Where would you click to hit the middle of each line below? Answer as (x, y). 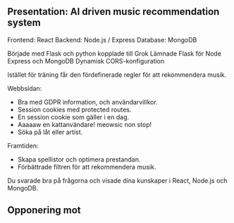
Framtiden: (23, 145)
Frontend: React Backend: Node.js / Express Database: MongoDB (102, 40)
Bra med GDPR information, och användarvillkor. (88, 102)
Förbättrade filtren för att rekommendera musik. (87, 167)
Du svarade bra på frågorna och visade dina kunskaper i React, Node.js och (117, 180)
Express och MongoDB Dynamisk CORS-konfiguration (86, 61)
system (24, 23)
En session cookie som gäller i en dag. (73, 117)
